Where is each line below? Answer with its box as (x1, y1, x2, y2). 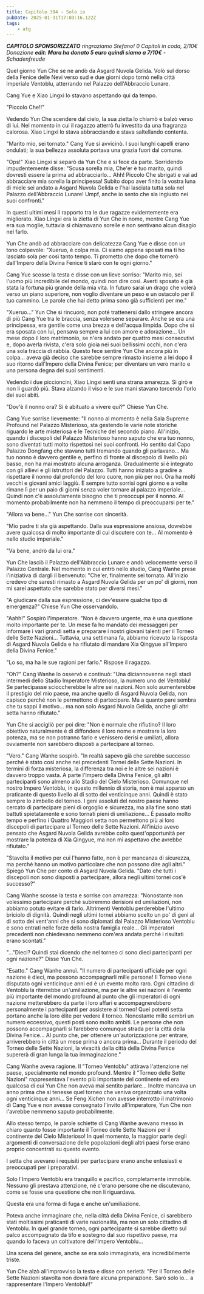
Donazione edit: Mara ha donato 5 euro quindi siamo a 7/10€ (6, 49, 162, 56)
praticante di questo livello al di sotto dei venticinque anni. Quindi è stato (6, 791, 188, 798)
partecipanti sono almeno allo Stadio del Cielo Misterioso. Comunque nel (6, 778, 188, 786)
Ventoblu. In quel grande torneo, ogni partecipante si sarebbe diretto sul (6, 1225, 187, 1232)
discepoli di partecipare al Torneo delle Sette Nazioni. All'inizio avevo (6, 823, 179, 830)
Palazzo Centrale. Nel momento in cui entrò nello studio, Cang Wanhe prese (6, 566, 196, 573)
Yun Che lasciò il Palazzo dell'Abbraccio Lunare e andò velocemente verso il (6, 559, 197, 566)
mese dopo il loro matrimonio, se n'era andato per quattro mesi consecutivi (6, 335, 194, 342)
